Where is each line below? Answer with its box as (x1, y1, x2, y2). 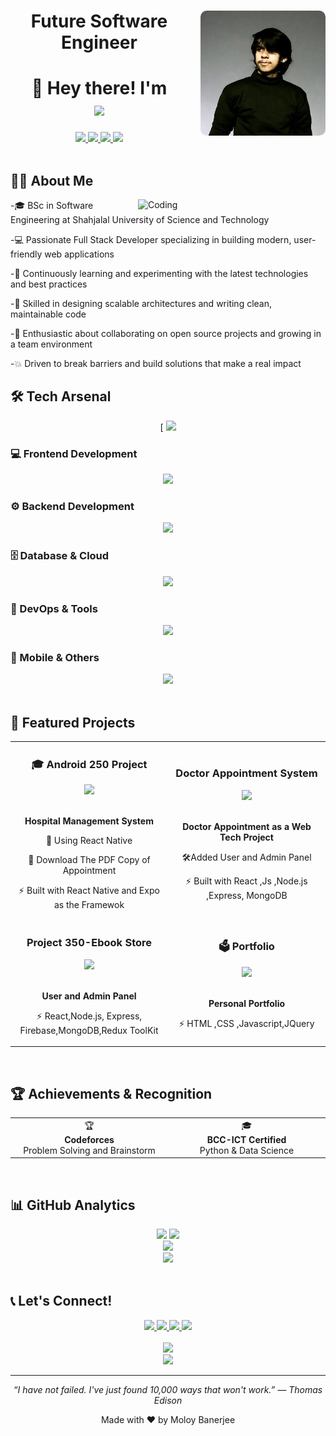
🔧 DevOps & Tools (10, 601, 98, 615)
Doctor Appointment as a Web (182, 820, 312, 832)
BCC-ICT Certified (206, 1133, 287, 1145)
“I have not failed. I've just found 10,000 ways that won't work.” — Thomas (13, 1383, 323, 1395)
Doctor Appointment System (175, 766, 318, 780)
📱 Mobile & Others (10, 650, 100, 664)
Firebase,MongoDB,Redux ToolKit (19, 1024, 159, 1036)
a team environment (10, 338, 93, 350)
